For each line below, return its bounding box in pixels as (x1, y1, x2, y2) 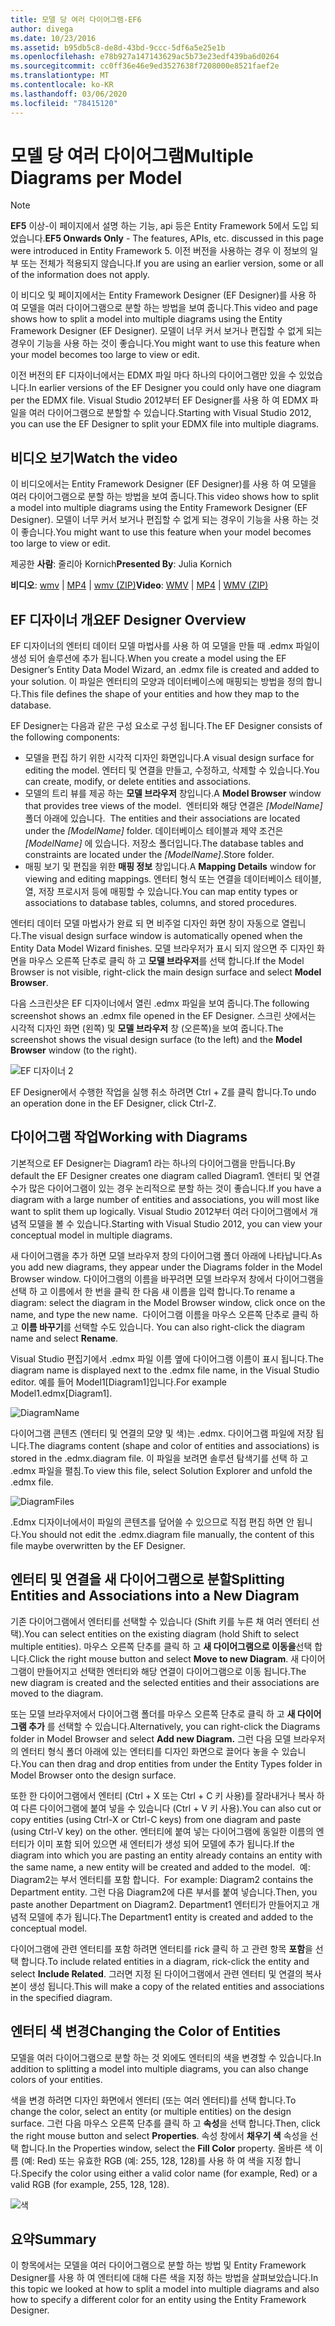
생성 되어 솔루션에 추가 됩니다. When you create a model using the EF (10, 652, 287, 665)
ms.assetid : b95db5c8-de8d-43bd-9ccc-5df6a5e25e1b (10, 42, 226, 53)
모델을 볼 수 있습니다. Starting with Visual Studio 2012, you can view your (28, 1217, 323, 1230)
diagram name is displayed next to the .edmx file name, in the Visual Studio (10, 1364, 320, 1376)
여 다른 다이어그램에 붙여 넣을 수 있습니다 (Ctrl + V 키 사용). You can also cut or (10, 1802, 322, 1814)
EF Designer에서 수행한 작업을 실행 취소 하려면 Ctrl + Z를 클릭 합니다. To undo (10, 1086, 317, 1098)
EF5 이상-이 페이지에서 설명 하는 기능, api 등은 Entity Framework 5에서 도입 (10, 220, 309, 232)
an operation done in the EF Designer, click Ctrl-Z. (10, 1097, 217, 1110)
